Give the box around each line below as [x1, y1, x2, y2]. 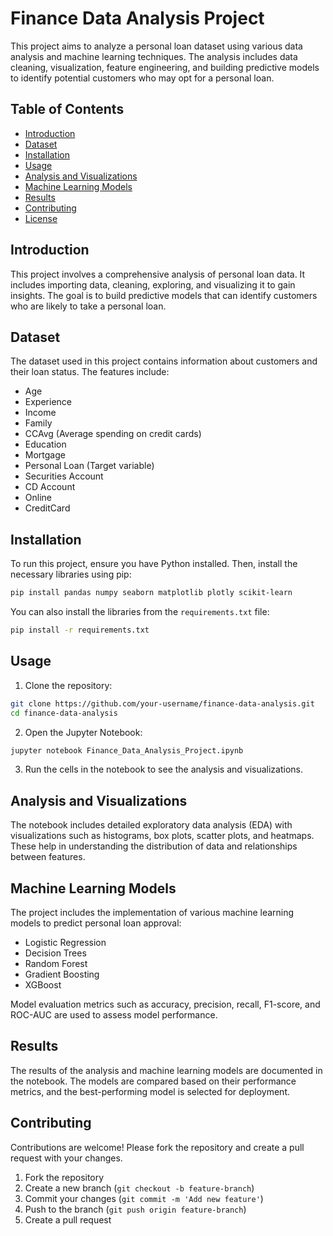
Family [24, 417, 53, 429]
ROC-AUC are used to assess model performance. [10, 1009, 218, 1021]
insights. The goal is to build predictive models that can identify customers [10, 289, 318, 301]
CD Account [24, 481, 76, 493]
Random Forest [24, 958, 88, 969]
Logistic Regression [24, 937, 107, 948]
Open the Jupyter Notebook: [24, 726, 143, 738]
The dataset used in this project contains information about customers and [10, 355, 318, 367]
